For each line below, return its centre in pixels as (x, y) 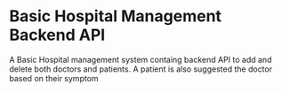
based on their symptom (54, 78)
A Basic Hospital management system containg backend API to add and (141, 59)
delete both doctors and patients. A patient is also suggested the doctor (141, 69)
